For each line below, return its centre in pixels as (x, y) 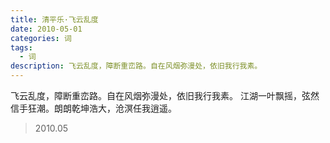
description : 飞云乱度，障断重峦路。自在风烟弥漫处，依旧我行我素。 (136, 66)
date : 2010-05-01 (46, 29)
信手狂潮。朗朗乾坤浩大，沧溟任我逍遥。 (93, 108)
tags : (21, 47)
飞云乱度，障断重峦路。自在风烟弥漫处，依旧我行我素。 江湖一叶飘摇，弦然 (165, 95)
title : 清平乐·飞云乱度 (54, 19)
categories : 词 (41, 38)
